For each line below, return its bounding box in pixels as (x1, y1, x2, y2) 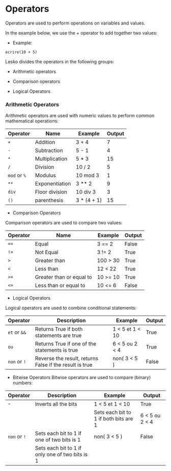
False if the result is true (35, 361, 93, 368)
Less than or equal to (35, 282, 85, 289)
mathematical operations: (5, 118, 59, 124)
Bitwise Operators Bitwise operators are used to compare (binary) (12, 375, 151, 381)
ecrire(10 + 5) (5, 49, 38, 55)
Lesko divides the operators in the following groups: (5, 58, 115, 64)
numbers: (12, 380, 33, 386)
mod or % (8, 172, 26, 179)
